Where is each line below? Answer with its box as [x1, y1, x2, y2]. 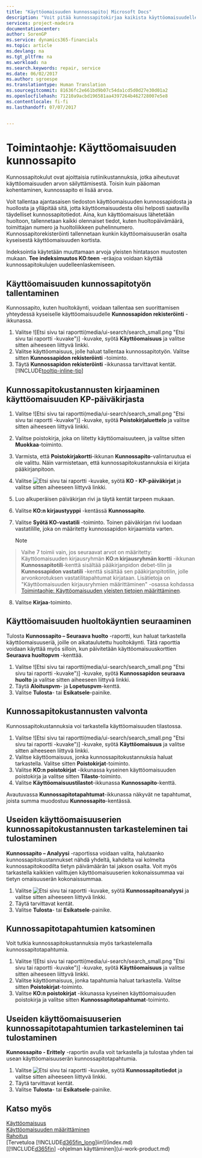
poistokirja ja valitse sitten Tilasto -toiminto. [14, 772, 122, 779]
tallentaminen [6, 288, 60, 298]
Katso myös [6, 1103, 52, 1114]
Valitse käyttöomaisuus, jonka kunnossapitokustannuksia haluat [14, 753, 173, 761]
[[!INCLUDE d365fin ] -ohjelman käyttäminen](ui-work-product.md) [6, 1145, 170, 1152]
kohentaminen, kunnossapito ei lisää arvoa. [6, 187, 114, 194]
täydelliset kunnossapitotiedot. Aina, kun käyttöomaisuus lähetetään [6, 211, 175, 218]
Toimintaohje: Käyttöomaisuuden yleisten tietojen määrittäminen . [20, 587, 182, 595]
